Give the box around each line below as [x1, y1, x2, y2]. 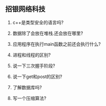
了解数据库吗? [12, 84, 42, 90]
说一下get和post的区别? [12, 73, 62, 79]
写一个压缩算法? [12, 95, 47, 101]
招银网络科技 [5, 5, 46, 14]
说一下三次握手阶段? [12, 63, 55, 69]
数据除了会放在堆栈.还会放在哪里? [12, 30, 83, 36]
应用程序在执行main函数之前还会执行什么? [12, 41, 101, 47]
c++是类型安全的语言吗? [12, 19, 64, 25]
